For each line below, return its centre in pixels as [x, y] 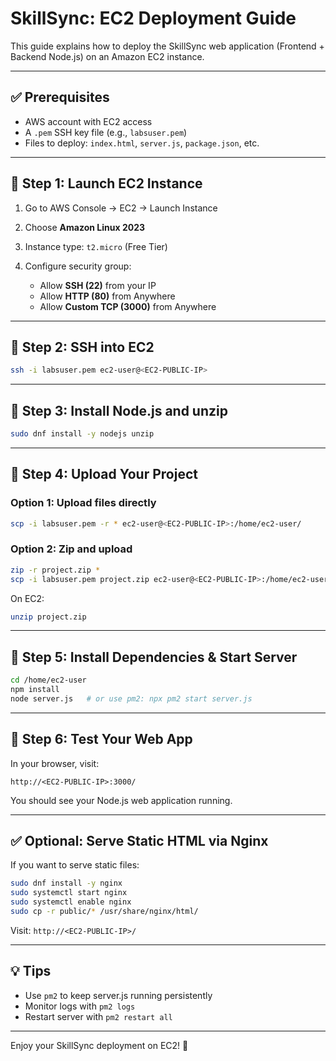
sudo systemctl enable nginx [71, 902]
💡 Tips [31, 971]
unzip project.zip [48, 617]
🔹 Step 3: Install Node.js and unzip [119, 410]
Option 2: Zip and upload [71, 549]
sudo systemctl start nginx [69, 893]
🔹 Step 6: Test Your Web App [101, 739]
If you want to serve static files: [75, 865]
